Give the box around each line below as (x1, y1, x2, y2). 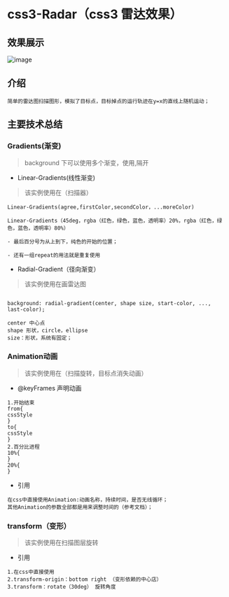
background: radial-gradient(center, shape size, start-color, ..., (7, 300, 211, 307)
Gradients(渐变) (7, 141, 62, 151)
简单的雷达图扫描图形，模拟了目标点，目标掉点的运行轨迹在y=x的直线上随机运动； (7, 97, 210, 105)
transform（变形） (7, 521, 71, 531)
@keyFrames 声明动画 (17, 384, 82, 392)
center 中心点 (7, 319, 46, 326)
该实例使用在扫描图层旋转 (24, 538, 99, 547)
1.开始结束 (7, 399, 35, 406)
